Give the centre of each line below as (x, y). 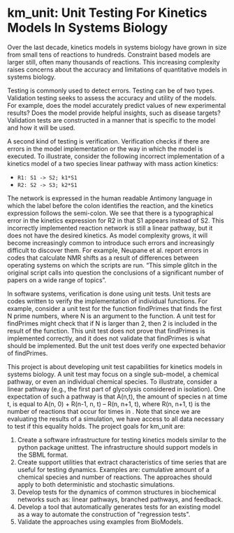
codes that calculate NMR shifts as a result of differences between (103, 258)
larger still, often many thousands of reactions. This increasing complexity (114, 62)
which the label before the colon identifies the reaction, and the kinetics (110, 205)
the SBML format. (43, 455)
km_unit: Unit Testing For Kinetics (107, 13)
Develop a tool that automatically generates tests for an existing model (119, 506)
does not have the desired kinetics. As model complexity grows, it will (108, 235)
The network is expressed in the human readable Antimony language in (110, 198)
